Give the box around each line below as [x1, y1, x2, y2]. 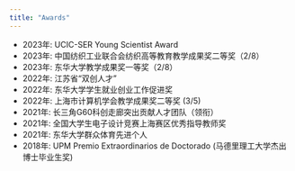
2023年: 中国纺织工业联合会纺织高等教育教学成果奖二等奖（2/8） [22, 50, 264, 61]
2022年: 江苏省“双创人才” [22, 73, 117, 84]
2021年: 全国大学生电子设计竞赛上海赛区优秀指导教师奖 [22, 118, 227, 129]
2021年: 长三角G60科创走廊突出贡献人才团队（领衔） [22, 106, 219, 117]
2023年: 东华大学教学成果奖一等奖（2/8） [22, 61, 178, 72]
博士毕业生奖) [22, 151, 74, 162]
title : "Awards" [9, 13, 70, 22]
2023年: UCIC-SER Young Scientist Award [22, 39, 178, 49]
